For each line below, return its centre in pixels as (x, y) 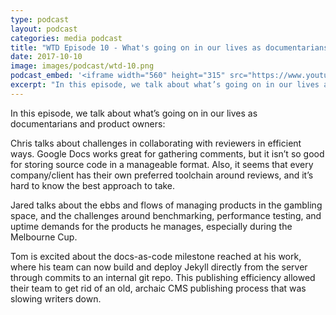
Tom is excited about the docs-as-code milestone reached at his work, (156, 256)
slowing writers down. (56, 298)
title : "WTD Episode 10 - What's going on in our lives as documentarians (169, 47)
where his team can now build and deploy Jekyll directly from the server (159, 267)
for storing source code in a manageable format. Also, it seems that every (162, 164)
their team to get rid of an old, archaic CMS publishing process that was (158, 288)
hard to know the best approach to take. (93, 185)
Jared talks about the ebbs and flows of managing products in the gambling (166, 205)
